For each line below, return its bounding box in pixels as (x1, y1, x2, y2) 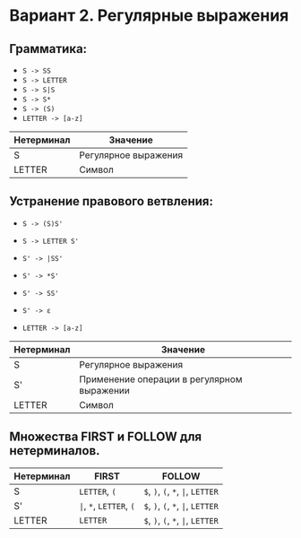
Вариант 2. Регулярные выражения (9, 5, 289, 26)
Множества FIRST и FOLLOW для (9, 430, 202, 445)
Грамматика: (9, 41, 88, 56)
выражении (79, 384, 130, 396)
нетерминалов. (9, 443, 100, 458)
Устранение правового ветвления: (9, 194, 213, 209)
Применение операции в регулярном (79, 373, 243, 386)
